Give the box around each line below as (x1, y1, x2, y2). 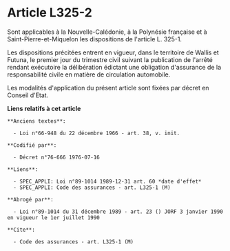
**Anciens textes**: (7, 117, 67, 125)
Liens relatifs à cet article (7, 104, 81, 112)
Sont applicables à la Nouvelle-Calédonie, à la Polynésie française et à (7, 28, 208, 36)
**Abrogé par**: (7, 196, 54, 203)
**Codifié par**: (7, 141, 57, 149)
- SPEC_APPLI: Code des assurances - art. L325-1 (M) (13, 184, 171, 191)
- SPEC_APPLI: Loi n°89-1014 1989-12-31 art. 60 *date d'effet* (13, 178, 202, 185)
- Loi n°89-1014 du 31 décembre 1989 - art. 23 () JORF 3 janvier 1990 (13, 208, 224, 215)
